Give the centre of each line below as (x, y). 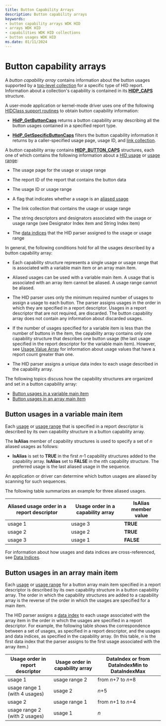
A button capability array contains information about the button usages (78, 80)
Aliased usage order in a (37, 506)
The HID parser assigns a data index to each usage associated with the (78, 615)
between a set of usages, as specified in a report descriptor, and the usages (83, 631)
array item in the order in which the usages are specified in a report (74, 621)
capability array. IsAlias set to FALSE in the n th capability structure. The (85, 461)
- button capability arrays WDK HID (43, 23)
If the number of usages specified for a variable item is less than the (82, 328)
